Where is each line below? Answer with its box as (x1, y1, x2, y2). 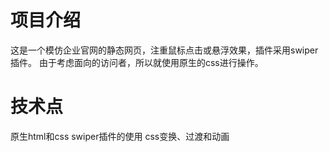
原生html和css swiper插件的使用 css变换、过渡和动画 (10, 130, 230, 142)
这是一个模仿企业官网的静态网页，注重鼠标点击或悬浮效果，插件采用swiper (10, 44, 319, 56)
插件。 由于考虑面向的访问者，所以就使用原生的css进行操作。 (10, 56, 264, 68)
